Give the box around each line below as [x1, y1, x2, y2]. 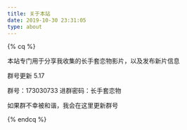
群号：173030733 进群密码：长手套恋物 [7, 87, 122, 95]
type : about [7, 23, 42, 30]
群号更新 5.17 [7, 71, 45, 80]
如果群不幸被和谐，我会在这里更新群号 [7, 101, 118, 110]
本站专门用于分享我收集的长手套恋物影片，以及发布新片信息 [7, 57, 180, 65]
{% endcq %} [7, 115, 47, 124]
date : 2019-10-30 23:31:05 [7, 17, 86, 24]
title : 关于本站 [7, 10, 51, 17]
